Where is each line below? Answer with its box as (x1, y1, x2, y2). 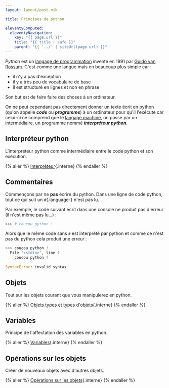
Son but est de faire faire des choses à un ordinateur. (5, 94, 116, 100)
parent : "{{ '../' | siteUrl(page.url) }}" (14, 44, 108, 50)
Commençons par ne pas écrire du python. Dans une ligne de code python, (5, 191, 163, 197)
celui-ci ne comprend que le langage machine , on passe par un (5, 114, 138, 120)
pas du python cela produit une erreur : (5, 236, 87, 242)
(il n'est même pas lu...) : (5, 212, 57, 218)
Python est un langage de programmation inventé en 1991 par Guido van (5, 58, 156, 64)
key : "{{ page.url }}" (14, 35, 62, 40)
